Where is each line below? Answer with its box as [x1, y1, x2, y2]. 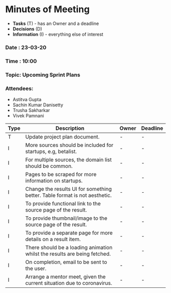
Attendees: [5, 85, 34, 92]
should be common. [25, 163, 73, 169]
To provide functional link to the [25, 200, 101, 207]
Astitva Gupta [12, 97, 42, 102]
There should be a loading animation [25, 244, 113, 251]
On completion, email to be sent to [25, 258, 107, 266]
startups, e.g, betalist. [25, 148, 77, 155]
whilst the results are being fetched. [25, 250, 111, 257]
